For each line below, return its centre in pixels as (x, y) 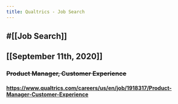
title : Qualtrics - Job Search (46, 12)
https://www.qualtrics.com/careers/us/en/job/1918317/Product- (89, 88)
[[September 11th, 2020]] (54, 57)
